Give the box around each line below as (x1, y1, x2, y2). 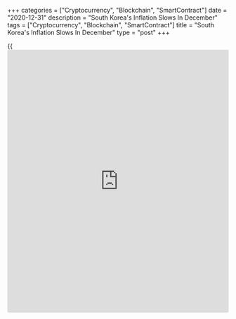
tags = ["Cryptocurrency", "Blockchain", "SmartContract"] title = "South (7, 21, 215, 29)
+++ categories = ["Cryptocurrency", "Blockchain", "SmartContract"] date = (7, 6, 228, 14)
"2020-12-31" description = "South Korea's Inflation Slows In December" (7, 13, 218, 22)
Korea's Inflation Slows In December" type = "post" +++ (7, 28, 170, 36)
